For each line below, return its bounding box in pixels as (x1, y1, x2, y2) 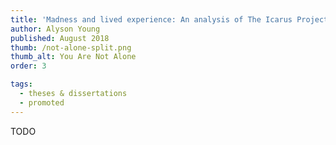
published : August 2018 (10, 33, 110, 43)
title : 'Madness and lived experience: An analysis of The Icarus (10, 14, 293, 25)
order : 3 (10, 61, 47, 71)
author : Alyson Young (10, 24, 101, 34)
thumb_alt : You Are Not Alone (10, 52, 137, 62)
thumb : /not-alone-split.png (10, 42, 132, 53)
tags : (10, 79, 33, 90)
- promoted (19, 97, 65, 108)
